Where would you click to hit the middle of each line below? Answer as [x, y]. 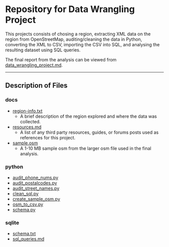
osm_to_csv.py [28, 204]
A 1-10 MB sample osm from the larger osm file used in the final [86, 148]
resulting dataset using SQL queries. [43, 50]
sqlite [12, 222]
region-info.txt [27, 111]
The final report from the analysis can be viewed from [61, 59]
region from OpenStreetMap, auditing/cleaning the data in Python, [74, 39]
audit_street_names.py [36, 188]
